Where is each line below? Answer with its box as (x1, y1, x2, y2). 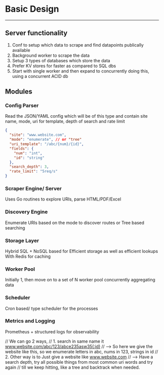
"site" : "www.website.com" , (9, 132, 67, 138)
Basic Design (5, 3, 60, 15)
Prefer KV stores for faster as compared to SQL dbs (12, 63, 116, 69)
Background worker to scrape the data (12, 52, 90, 58)
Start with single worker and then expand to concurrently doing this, (12, 68, 149, 74)
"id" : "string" (14, 155, 45, 160)
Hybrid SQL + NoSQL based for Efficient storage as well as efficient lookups (5, 248, 158, 254)
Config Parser (5, 102, 39, 109)
